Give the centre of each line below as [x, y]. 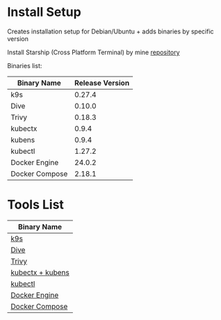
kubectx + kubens [40, 272]
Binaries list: [25, 65]
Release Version [102, 83]
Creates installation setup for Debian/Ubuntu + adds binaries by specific [110, 31]
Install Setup [44, 12]
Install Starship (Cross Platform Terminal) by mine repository [93, 52]
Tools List [36, 205]
